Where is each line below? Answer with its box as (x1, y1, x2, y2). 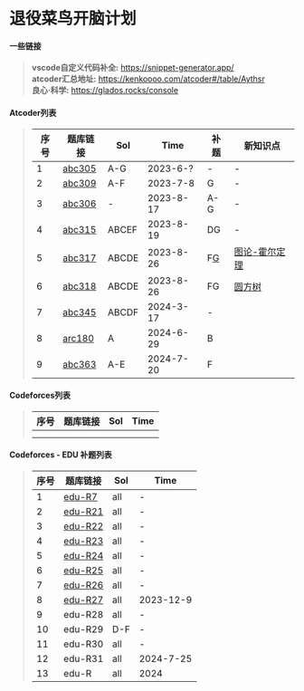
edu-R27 (62, 594, 104, 606)
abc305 (62, 162, 97, 175)
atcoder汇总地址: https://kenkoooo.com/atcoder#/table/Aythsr (31, 73, 265, 84)
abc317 (62, 251, 97, 264)
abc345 (62, 305, 97, 318)
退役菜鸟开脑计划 (9, 8, 138, 29)
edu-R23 (62, 535, 104, 547)
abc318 (62, 280, 97, 293)
